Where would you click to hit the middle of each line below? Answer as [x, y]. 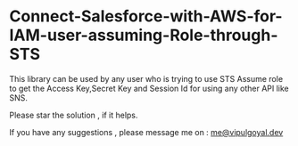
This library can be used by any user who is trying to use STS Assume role [146, 78]
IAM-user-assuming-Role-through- [144, 35]
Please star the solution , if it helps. [74, 115]
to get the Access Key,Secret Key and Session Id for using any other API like [149, 88]
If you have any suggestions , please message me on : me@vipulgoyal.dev [146, 132]
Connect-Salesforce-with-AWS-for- [146, 16]
